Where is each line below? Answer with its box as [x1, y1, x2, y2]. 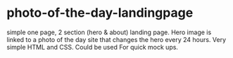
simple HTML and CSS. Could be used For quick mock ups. [6, 43, 179, 51]
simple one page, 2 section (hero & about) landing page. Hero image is [6, 28, 212, 36]
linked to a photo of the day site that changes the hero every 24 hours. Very [6, 35, 227, 43]
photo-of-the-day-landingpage [6, 5, 194, 21]
